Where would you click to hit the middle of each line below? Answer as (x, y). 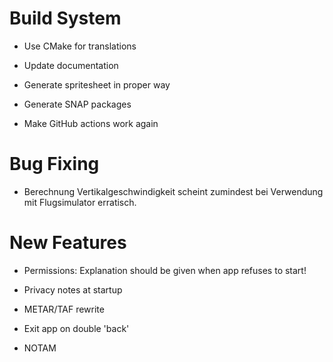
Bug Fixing (54, 164)
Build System (65, 18)
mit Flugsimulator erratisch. (80, 202)
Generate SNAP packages (77, 104)
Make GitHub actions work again (91, 123)
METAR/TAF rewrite (64, 309)
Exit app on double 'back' (76, 328)
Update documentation (71, 65)
